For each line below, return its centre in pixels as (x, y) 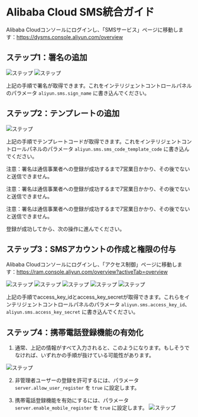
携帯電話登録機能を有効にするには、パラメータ (72, 400)
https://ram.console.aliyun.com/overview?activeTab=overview (92, 272)
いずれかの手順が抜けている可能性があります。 (98, 355)
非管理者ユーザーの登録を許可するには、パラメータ (77, 380)
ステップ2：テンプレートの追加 (63, 113)
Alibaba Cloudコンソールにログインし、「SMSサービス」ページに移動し (92, 30)
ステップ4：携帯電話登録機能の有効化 (75, 332)
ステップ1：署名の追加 (47, 58)
